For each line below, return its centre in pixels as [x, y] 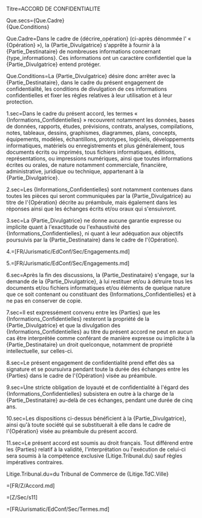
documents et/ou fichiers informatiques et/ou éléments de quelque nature [98, 288]
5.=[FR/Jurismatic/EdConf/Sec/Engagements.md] [68, 263]
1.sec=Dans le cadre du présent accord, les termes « [72, 113]
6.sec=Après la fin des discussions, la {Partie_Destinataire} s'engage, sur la [100, 275]
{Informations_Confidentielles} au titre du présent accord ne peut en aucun [99, 332]
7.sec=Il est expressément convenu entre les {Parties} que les [83, 312]
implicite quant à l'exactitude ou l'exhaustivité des [68, 227]
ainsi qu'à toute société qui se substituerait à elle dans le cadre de [89, 425]
